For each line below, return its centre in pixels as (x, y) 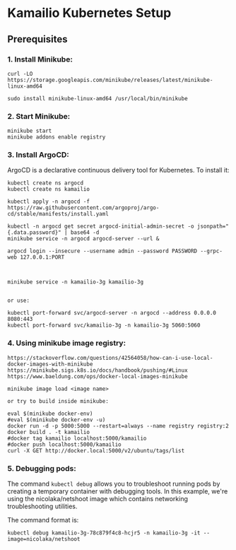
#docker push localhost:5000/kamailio (64, 444)
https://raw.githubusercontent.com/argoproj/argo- (83, 208)
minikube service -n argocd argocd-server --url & (83, 239)
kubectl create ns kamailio (49, 189)
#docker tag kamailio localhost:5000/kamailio (77, 438)
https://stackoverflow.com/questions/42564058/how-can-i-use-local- (110, 358)
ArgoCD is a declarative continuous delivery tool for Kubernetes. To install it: (118, 170)
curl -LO (20, 74)
